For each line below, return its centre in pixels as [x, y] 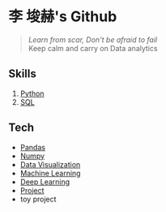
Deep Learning [45, 182]
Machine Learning [50, 173]
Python [32, 93]
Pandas [33, 147]
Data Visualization [50, 164]
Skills [22, 74]
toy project [38, 199]
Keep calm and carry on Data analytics [93, 48]
